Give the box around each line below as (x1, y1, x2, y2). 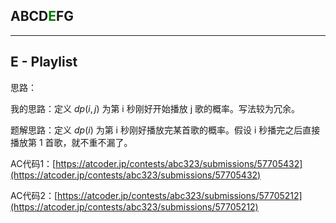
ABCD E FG (10, 8, 75, 25)
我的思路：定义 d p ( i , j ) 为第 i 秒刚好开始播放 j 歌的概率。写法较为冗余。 (10, 102, 300, 114)
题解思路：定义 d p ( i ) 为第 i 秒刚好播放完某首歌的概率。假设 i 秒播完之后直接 (10, 124, 321, 136)
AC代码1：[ (10, 157, 57, 169)
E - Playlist (10, 54, 78, 71)
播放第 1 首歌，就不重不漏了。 (10, 136, 133, 148)
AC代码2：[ (10, 189, 58, 201)
